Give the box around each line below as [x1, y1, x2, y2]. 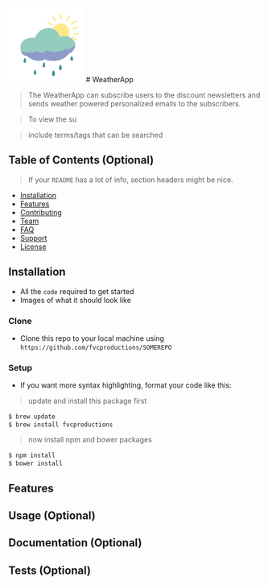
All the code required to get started [19, 286, 134, 296]
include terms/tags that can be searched [27, 131, 163, 139]
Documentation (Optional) [8, 536, 142, 550]
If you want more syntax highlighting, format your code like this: [19, 380, 232, 390]
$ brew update [8, 413, 56, 421]
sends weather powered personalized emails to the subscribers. [27, 99, 241, 108]
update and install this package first [27, 396, 147, 406]
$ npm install [8, 451, 56, 460]
